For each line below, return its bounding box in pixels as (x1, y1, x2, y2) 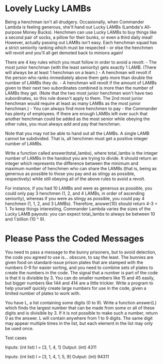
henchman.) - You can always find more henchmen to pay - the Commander (5, 105, 158, 111)
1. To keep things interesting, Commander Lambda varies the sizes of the (5, 206, 151, 211)
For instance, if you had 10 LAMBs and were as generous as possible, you (5, 185, 153, 191)
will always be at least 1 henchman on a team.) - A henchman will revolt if (5, 69, 151, 75)
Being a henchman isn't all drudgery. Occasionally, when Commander (5, 19, 145, 25)
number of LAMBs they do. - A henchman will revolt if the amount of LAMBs (5, 79, 157, 85)
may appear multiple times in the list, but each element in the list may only (5, 320, 153, 326)
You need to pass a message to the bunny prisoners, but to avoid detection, (5, 249, 157, 255)
